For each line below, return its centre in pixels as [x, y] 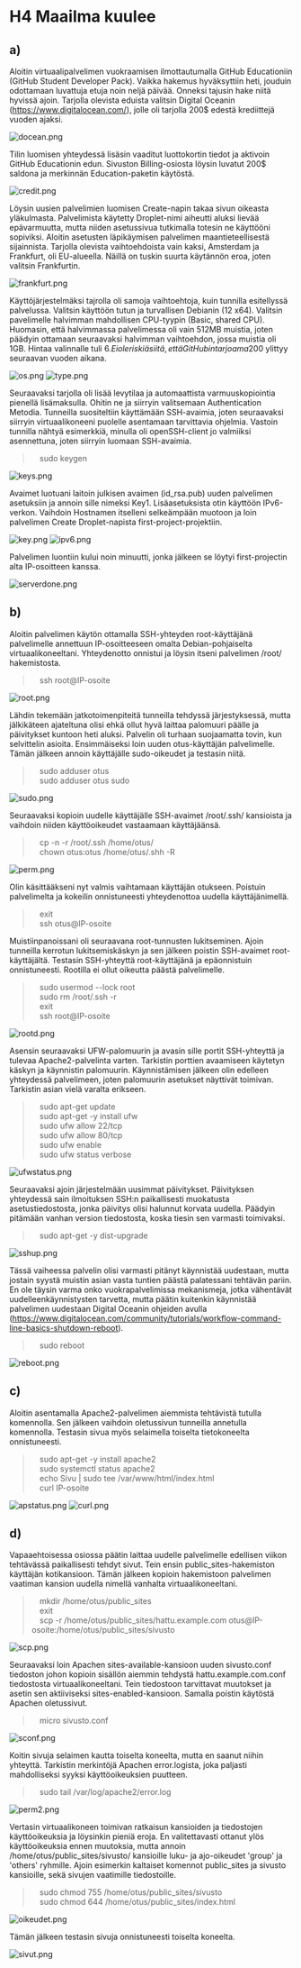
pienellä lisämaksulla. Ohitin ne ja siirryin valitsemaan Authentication [136, 402]
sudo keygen [63, 458]
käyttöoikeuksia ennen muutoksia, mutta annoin [97, 1846]
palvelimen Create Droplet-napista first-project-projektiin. [116, 522]
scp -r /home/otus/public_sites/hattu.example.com [133, 1620]
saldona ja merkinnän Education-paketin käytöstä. [102, 173]
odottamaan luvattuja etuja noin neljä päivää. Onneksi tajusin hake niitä [140, 91]
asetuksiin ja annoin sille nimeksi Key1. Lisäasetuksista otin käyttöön [135, 503]
